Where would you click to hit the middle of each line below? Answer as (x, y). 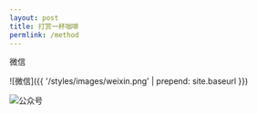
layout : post (34, 18)
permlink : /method (44, 35)
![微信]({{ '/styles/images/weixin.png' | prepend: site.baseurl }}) (129, 81)
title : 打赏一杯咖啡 (44, 26)
